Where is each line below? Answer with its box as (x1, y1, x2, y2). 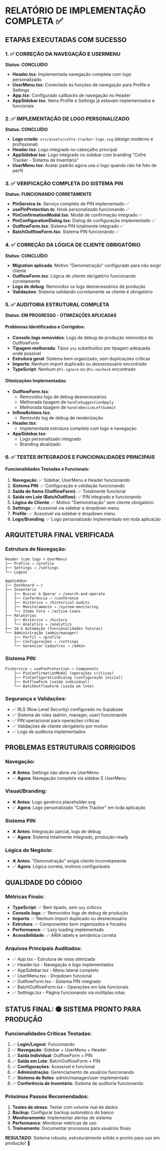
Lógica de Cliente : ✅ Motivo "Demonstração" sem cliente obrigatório (12, 499, 154, 505)
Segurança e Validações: (5, 695, 67, 702)
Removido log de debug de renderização (19, 415, 103, 421)
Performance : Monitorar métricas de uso (12, 1120, 97, 1126)
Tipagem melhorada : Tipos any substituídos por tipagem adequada (12, 345, 150, 351)
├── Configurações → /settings (14, 639, 79, 644)
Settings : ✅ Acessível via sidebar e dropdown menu (12, 505, 119, 511)
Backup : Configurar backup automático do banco (12, 1109, 114, 1115)
